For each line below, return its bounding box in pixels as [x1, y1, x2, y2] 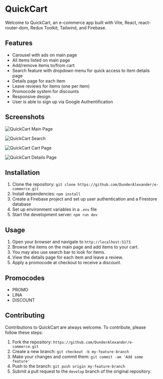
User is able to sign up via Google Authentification [12, 99, 113, 105]
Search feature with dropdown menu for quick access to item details [12, 67, 150, 73]
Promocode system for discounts [12, 88, 79, 94]
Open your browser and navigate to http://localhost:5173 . [12, 239, 132, 245]
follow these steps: [5, 329, 43, 335]
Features [5, 39, 33, 47]
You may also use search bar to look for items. [12, 249, 106, 255]
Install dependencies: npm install [12, 191, 81, 197]
